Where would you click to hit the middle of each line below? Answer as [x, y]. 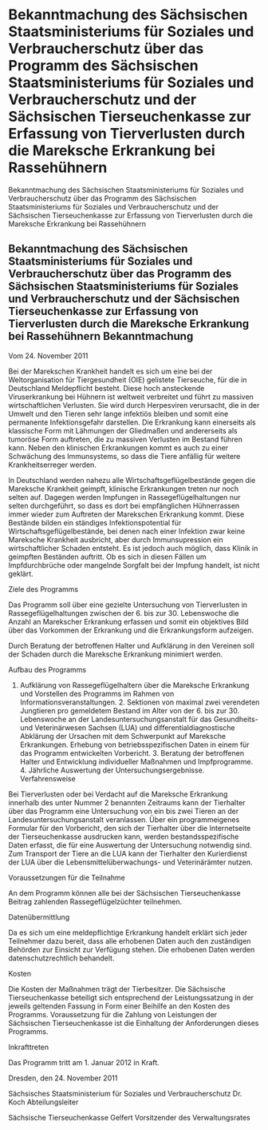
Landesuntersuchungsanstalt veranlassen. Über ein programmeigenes [124, 819]
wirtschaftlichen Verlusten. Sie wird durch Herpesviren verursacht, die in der [134, 405]
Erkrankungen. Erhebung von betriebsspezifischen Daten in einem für [134, 745]
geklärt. [21, 573]
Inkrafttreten [29, 1047]
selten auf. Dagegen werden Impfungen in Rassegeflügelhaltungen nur [124, 497]
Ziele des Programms [43, 589]
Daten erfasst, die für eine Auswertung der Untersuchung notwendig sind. [130, 845]
